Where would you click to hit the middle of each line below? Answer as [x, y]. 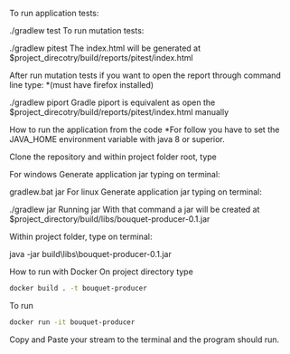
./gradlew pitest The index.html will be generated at [105, 48]
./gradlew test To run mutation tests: [77, 30]
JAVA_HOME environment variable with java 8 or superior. [117, 139]
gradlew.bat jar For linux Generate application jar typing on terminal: [136, 192]
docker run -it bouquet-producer [72, 322]
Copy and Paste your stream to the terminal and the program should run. [145, 340]
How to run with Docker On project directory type [102, 272]
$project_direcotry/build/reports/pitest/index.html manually [119, 112]
